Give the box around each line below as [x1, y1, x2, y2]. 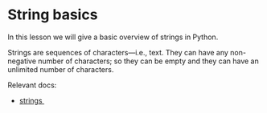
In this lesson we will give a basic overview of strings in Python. [7, 32, 219, 42]
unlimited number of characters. [7, 64, 114, 74]
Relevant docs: [7, 80, 57, 90]
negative [7, 56, 37, 66]
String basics [7, 6, 98, 24]
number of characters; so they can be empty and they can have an [38, 56, 259, 66]
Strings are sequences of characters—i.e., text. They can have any [7, 47, 228, 57]
